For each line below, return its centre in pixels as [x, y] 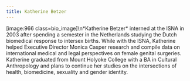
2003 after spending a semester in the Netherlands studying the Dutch [91, 34]
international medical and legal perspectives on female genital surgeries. [94, 53]
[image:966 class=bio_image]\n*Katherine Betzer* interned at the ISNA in [95, 28]
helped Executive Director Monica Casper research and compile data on [93, 47]
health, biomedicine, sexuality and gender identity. [67, 72]
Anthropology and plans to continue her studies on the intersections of [91, 66]
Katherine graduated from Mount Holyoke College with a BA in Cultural [91, 59]
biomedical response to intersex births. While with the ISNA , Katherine [91, 41]
